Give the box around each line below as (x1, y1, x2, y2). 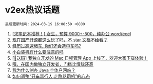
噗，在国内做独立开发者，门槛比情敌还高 (12, 61, 94, 67)
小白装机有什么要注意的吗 (12, 49, 64, 55)
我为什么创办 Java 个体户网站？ (12, 67, 76, 73)
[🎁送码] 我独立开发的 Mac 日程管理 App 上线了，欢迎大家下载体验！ (12, 55, 148, 61)
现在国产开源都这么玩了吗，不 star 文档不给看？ (12, 37, 108, 43)
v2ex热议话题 (5, 4, 60, 16)
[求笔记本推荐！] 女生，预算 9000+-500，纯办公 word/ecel (12, 31, 131, 36)
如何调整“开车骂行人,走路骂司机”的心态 (12, 73, 90, 79)
